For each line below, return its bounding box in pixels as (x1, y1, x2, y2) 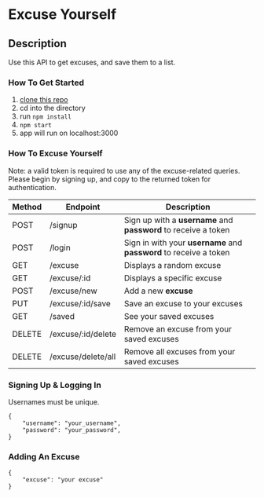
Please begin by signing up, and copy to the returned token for (8, 174, 211, 184)
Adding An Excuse (8, 451, 80, 462)
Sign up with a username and (123, 214, 233, 225)
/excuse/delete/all (49, 351, 116, 362)
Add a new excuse (123, 285, 194, 296)
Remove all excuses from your (123, 346, 236, 357)
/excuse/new (49, 285, 98, 296)
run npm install (19, 112, 72, 121)
